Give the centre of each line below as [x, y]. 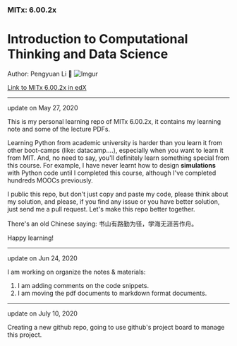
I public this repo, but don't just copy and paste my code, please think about [118, 194]
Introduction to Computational [98, 39]
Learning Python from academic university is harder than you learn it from [115, 142]
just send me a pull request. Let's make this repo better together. [101, 209]
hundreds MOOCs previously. [50, 180]
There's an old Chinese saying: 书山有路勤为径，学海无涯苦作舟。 [103, 224]
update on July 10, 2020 [42, 313]
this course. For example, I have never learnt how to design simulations [112, 165]
